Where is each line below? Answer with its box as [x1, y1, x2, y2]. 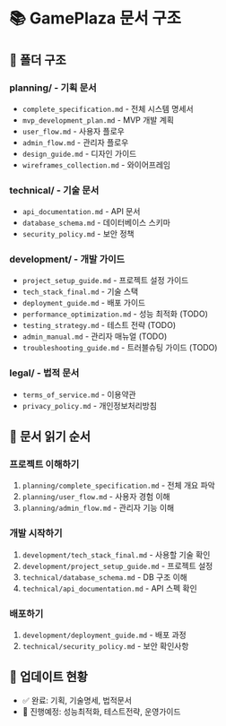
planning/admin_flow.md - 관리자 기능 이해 [22, 503, 175, 514]
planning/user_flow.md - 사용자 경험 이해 [22, 491, 170, 502]
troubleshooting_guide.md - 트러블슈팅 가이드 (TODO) [22, 342, 218, 353]
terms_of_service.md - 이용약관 [22, 389, 136, 400]
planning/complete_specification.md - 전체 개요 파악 [22, 480, 215, 491]
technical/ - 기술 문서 [9, 184, 100, 196]
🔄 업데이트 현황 [9, 670, 88, 685]
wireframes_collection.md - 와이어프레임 [22, 159, 171, 170]
